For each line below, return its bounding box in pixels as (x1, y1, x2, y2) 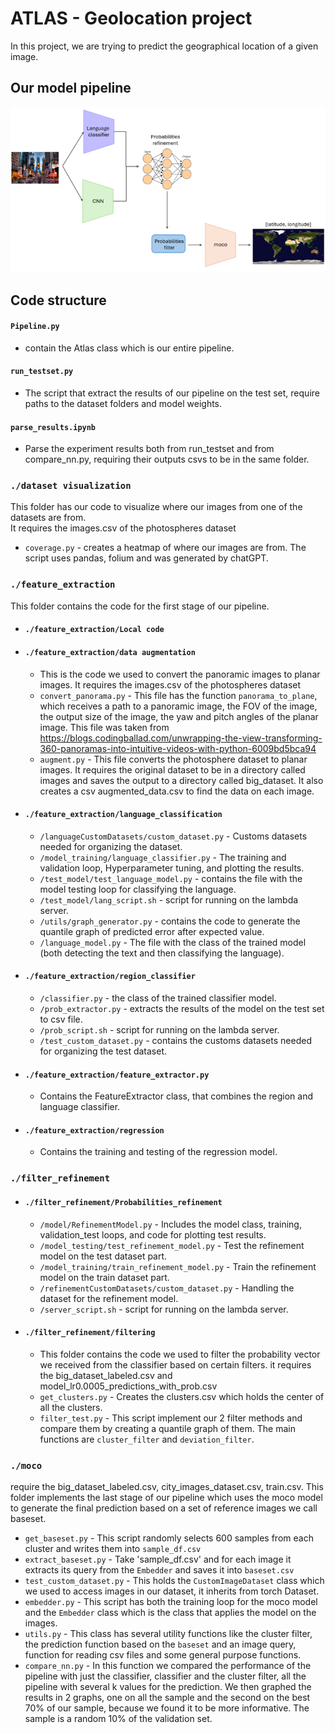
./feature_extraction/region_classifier (24, 972, 196, 982)
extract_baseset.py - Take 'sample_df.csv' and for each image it (24, 1553, 292, 1565)
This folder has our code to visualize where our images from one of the (10, 501, 303, 513)
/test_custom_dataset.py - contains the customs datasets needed (39, 1034, 312, 1046)
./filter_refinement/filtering (24, 1328, 156, 1338)
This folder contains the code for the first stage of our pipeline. (10, 600, 270, 612)
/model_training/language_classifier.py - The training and (39, 851, 287, 863)
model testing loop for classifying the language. (39, 883, 237, 895)
